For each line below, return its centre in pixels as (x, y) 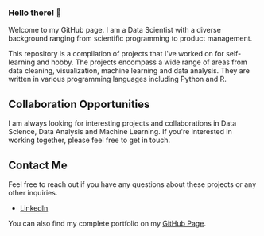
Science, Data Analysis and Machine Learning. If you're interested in (120, 132)
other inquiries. (33, 192)
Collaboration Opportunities (79, 104)
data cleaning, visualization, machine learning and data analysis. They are (129, 71)
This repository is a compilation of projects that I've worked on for (116, 54)
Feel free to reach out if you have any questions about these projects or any (132, 184)
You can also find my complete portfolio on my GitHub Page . (107, 223)
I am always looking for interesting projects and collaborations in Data (122, 123)
